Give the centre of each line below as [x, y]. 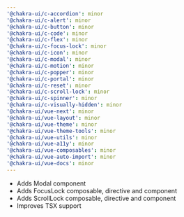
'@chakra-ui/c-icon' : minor [47, 53]
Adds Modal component [51, 183]
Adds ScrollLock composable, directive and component [96, 198]
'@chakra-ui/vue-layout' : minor [53, 118]
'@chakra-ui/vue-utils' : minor [52, 137]
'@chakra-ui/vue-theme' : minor [52, 124]
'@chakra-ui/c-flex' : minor [47, 40]
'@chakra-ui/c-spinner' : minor [52, 99]
